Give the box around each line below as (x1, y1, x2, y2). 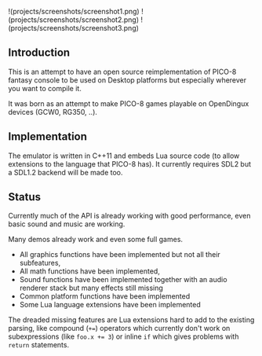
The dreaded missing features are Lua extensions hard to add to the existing (8, 315, 255, 325)
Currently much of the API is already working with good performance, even (8, 211, 251, 221)
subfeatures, (19, 259, 61, 268)
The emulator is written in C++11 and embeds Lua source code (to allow (8, 151, 240, 160)
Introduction (8, 46, 71, 60)
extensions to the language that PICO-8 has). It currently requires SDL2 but (8, 159, 252, 168)
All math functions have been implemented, (19, 266, 161, 276)
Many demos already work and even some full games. (8, 235, 183, 244)
